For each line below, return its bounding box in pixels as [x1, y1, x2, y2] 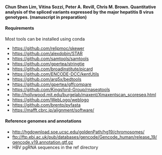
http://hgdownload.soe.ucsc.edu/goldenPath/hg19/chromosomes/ [12, 129, 145, 135]
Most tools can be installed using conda [5, 36, 85, 42]
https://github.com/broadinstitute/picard [12, 66, 93, 72]
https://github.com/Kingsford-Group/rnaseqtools [12, 86, 110, 92]
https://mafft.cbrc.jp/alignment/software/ [12, 107, 94, 113]
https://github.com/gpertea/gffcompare [12, 81, 91, 87]
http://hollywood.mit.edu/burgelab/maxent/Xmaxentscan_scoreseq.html [12, 92, 157, 97]
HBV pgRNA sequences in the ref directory [12, 144, 98, 150]
